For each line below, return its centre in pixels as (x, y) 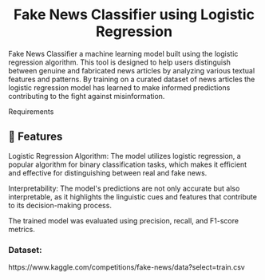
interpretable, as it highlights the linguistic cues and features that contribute (133, 196)
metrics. (22, 229)
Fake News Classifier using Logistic (134, 15)
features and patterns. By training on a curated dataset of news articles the (132, 79)
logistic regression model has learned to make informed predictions (119, 87)
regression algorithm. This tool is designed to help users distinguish (120, 62)
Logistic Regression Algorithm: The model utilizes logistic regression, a (125, 156)
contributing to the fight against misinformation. (87, 96)
